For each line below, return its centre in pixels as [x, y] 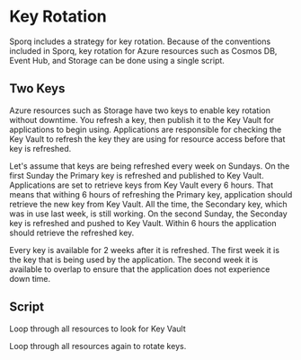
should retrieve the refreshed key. [72, 233]
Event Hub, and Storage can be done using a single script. [117, 60]
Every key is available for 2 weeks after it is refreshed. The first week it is [145, 250]
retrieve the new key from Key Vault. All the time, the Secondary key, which [148, 204]
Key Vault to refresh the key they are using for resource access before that [147, 139]
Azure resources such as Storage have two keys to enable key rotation [140, 110]
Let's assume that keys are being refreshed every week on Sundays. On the [150, 166]
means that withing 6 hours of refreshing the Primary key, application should [151, 194]
